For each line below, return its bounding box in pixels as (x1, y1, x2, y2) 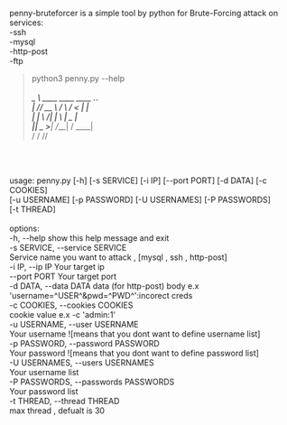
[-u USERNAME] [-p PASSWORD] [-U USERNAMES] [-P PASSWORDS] (9, 194, 271, 205)
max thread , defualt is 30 (9, 405, 106, 416)
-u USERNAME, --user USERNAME (9, 319, 139, 329)
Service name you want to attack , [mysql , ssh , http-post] (9, 252, 227, 263)
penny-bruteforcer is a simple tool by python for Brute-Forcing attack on (9, 8, 278, 18)
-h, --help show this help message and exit (9, 233, 170, 243)
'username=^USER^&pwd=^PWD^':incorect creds (9, 291, 193, 300)
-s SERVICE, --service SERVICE (9, 243, 127, 253)
